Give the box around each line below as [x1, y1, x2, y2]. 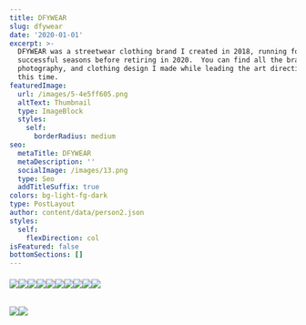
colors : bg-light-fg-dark [9, 191, 107, 200]
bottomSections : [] [9, 250, 84, 259]
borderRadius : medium [33, 132, 117, 141]
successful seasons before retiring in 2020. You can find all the [17, 56, 283, 65]
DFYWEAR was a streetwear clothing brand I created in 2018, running [17, 47, 287, 56]
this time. [17, 73, 59, 82]
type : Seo [17, 174, 55, 183]
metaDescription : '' [17, 157, 96, 167]
